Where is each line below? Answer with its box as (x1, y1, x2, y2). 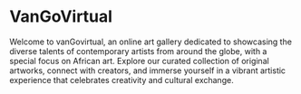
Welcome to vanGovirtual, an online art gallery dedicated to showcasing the (9, 36, 293, 47)
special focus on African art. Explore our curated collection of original (9, 55, 269, 66)
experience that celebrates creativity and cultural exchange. (9, 74, 234, 85)
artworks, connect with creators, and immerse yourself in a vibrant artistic (9, 65, 286, 76)
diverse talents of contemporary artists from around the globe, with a (9, 45, 267, 56)
